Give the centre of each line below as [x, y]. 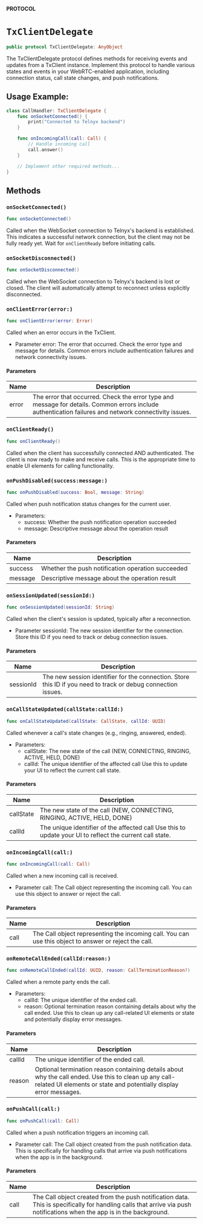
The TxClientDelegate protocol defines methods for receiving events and [97, 58]
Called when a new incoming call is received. [63, 875]
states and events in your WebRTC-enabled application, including [88, 71]
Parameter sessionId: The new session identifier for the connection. [99, 630]
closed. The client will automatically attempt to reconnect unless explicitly [98, 288]
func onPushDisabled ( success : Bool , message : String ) [76, 492]
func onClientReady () [34, 441]
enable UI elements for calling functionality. [60, 465]
